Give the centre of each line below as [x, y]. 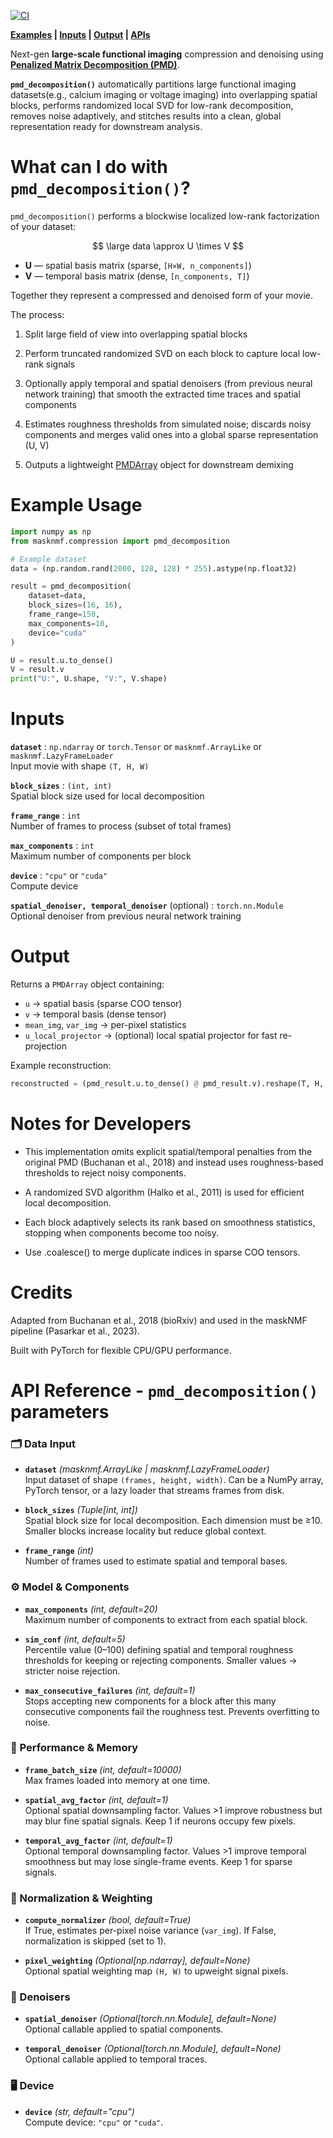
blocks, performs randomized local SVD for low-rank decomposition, [152, 105]
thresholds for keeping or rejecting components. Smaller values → [161, 1660]
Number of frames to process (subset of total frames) [121, 826]
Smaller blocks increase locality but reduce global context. [145, 1531]
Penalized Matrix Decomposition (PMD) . [95, 64]
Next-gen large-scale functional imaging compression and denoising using [167, 54]
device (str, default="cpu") [79, 2111]
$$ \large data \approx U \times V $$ [168, 246]
